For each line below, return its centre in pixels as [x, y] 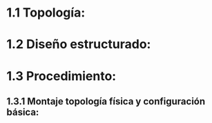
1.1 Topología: [46, 13]
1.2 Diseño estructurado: [79, 45]
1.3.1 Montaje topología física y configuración [106, 101]
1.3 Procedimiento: [61, 76]
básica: [23, 112]
